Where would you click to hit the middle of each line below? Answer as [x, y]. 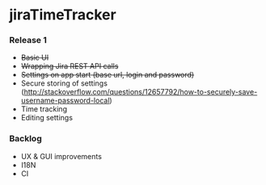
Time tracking [44, 109]
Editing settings [47, 118]
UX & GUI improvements [61, 156]
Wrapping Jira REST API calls [70, 66]
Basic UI [35, 57]
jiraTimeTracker [63, 15]
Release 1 [28, 40]
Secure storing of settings [64, 83]
